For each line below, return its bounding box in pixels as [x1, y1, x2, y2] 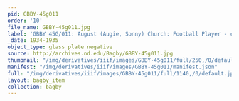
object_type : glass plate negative [7, 43, 113, 51]
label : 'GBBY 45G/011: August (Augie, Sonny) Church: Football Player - [7, 30, 228, 38]
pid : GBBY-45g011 [7, 10, 59, 18]
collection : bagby [7, 83, 62, 90]
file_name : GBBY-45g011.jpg [7, 23, 91, 31]
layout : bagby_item [7, 76, 65, 84]
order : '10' [7, 17, 43, 24]
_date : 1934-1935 [7, 37, 59, 44]
